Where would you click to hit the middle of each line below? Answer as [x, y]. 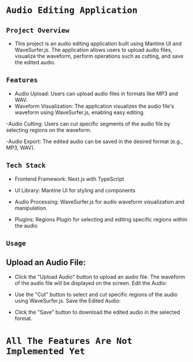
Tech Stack [26, 165]
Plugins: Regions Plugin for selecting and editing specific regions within [101, 219]
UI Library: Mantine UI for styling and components [75, 190]
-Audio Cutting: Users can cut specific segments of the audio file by [88, 124]
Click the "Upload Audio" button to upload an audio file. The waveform [100, 277]
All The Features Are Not [69, 341]
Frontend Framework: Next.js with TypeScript [69, 179]
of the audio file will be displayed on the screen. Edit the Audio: [91, 283]
